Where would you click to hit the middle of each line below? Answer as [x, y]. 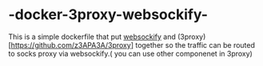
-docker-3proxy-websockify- [108, 15]
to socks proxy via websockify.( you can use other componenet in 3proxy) [131, 53]
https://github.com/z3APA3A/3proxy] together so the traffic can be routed [133, 45]
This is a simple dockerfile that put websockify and [92, 37]
